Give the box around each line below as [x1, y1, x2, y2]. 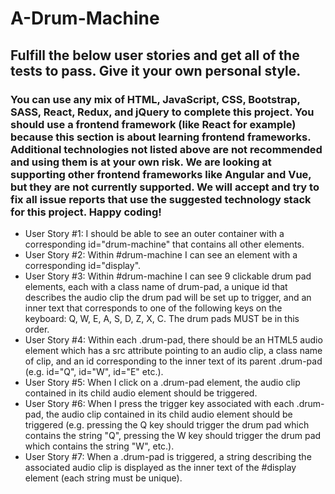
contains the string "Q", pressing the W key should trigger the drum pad [24, 429, 322, 441]
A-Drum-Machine [10, 7, 160, 30]
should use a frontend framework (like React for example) [10, 117, 297, 131]
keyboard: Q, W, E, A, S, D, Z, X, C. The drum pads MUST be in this [24, 312, 300, 324]
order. [24, 323, 50, 335]
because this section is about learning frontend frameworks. [10, 130, 312, 144]
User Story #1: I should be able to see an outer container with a [24, 227, 285, 239]
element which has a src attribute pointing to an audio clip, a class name [24, 344, 323, 356]
